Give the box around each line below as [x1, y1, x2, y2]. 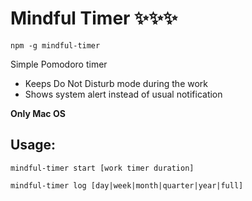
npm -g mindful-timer [10, 40, 101, 51]
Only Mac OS [10, 107, 66, 119]
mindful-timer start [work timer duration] [10, 163, 195, 173]
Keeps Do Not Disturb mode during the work [24, 77, 209, 89]
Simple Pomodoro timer [10, 58, 108, 70]
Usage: [10, 137, 57, 154]
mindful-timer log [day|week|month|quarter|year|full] [10, 180, 244, 191]
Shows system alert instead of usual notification [24, 88, 223, 100]
